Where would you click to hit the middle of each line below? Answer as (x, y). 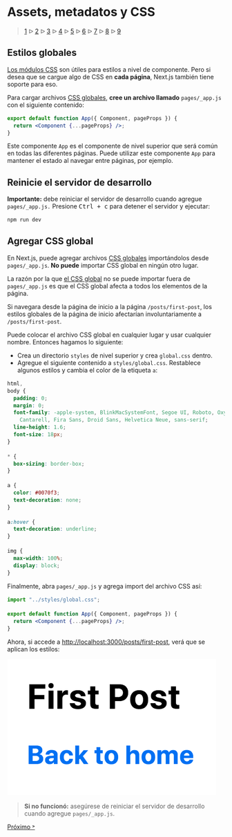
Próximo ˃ (21, 827)
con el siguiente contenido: (46, 105)
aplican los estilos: (33, 649)
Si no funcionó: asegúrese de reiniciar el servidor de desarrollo (114, 806)
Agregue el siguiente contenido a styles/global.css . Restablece (109, 362)
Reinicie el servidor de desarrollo (79, 183)
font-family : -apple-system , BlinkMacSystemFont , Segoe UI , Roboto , (114, 413)
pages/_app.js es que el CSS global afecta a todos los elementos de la (107, 286)
